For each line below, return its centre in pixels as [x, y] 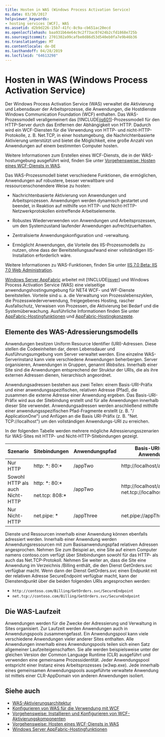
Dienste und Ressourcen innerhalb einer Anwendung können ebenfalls [76, 534]
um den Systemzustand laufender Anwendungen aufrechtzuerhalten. [82, 226]
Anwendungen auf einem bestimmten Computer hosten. [62, 146]
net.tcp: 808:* [50, 496]
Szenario [18, 451]
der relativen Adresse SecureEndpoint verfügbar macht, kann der [71, 576]
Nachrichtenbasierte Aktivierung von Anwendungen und [69, 196]
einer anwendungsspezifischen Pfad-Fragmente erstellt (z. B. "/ [69, 411]
